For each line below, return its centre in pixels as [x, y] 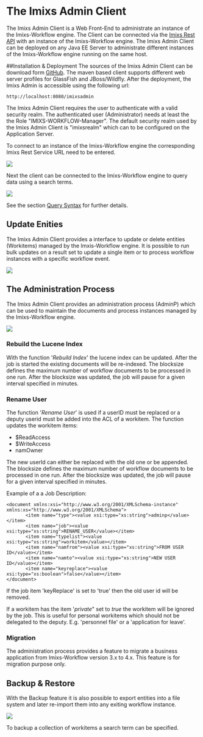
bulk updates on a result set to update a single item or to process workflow [100, 252]
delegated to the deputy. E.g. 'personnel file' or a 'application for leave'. [96, 622]
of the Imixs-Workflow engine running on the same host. [77, 54]
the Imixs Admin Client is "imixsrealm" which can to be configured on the [98, 127]
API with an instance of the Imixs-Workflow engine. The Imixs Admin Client [100, 41]
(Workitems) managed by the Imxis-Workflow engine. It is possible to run [98, 245]
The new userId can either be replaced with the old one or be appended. [98, 462]
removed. [18, 597]
